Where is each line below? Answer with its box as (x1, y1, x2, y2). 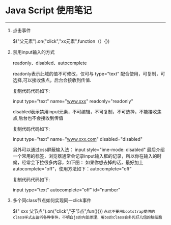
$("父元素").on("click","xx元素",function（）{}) (12, 38, 110, 44)
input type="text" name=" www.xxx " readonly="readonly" (12, 98, 133, 104)
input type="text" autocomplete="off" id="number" (12, 187, 121, 193)
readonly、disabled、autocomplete (12, 60, 87, 66)
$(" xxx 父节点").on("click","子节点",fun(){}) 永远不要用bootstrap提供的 (12, 208, 155, 214)
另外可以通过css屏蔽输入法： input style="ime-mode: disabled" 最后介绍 (12, 146, 165, 153)
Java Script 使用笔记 (5, 5, 93, 16)
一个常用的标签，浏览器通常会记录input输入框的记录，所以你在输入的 (12, 153, 157, 159)
